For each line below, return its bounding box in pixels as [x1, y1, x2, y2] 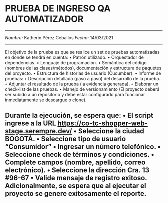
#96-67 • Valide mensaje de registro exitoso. [5, 174, 147, 182]
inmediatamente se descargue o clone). [5, 97, 87, 103]
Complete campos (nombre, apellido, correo [5, 158, 146, 167]
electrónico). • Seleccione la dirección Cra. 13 [5, 166, 150, 175]
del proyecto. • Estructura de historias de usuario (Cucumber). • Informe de [5, 70, 161, 76]
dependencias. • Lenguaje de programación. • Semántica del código [5, 59, 147, 65]
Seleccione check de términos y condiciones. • [5, 150, 155, 159]
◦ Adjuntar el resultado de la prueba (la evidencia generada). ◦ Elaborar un [5, 81, 159, 87]
